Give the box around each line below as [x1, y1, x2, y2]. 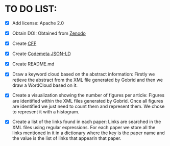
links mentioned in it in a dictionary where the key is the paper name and [12, 130, 165, 136]
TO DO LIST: [5, 3, 57, 15]
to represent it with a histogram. [12, 109, 80, 115]
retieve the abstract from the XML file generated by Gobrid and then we [12, 77, 163, 83]
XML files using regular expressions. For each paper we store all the [12, 125, 156, 131]
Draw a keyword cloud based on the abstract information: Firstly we [12, 71, 155, 77]
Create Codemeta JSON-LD [12, 51, 71, 57]
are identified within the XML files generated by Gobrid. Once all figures [12, 98, 164, 104]
